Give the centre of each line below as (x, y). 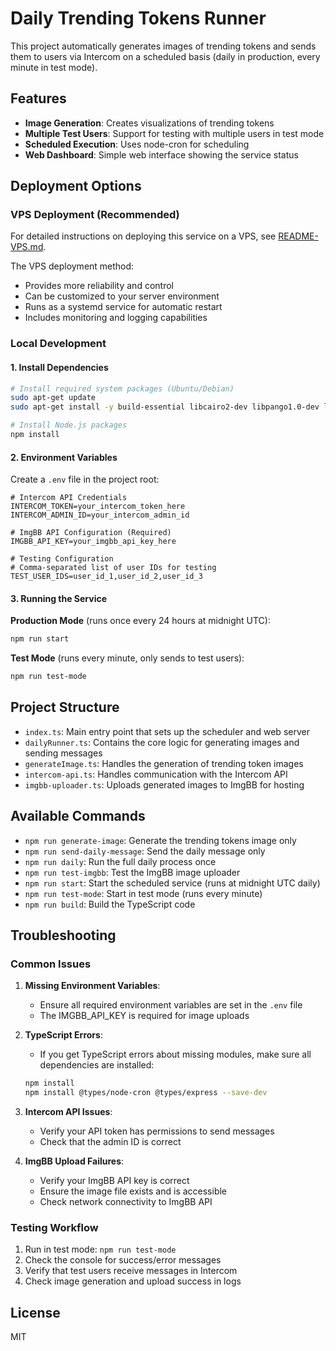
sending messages (63, 753)
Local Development (58, 344)
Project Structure (65, 707)
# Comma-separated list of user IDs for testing (113, 568)
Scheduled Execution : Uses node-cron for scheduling (137, 144)
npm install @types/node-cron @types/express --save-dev (146, 1093)
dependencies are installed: (97, 1065)
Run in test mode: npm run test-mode (100, 1249)
